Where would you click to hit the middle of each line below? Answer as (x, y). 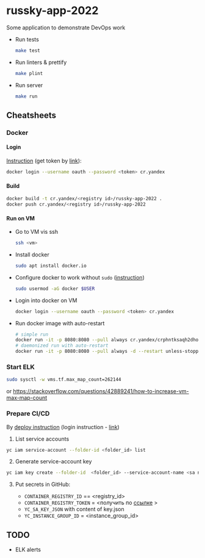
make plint (29, 73)
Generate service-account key (53, 462)
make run (26, 96)
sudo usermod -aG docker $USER (55, 288)
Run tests (27, 39)
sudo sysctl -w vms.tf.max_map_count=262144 (64, 380)
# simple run (32, 334)
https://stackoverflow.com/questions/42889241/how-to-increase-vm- (101, 391)
